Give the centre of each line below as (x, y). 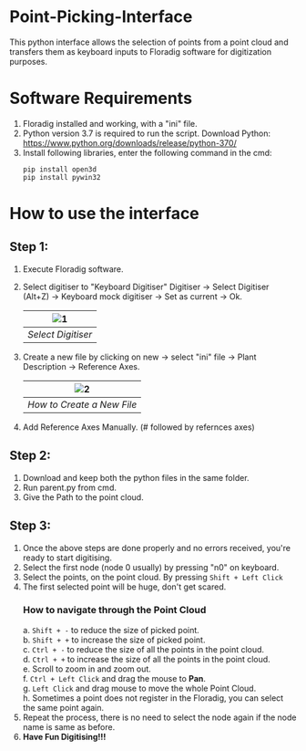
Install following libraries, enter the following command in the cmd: (147, 152)
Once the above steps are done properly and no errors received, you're (157, 548)
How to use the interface (105, 214)
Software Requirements (101, 99)
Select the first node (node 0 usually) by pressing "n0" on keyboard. (151, 567)
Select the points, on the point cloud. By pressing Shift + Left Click (153, 577)
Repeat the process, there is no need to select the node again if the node (159, 717)
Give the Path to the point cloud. (83, 497)
